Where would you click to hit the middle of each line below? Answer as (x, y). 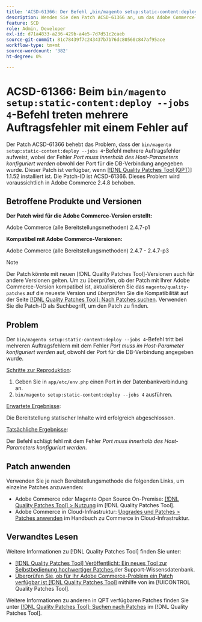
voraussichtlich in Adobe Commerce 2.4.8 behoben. (71, 182)
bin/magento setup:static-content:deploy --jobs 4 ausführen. (94, 395)
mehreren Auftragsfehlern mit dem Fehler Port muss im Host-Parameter (95, 346)
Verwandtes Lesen (42, 537)
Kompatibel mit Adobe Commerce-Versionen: (65, 239)
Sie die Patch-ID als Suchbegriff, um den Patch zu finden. (78, 306)
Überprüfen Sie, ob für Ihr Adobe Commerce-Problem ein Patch (94, 576)
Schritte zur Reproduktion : (39, 370)
